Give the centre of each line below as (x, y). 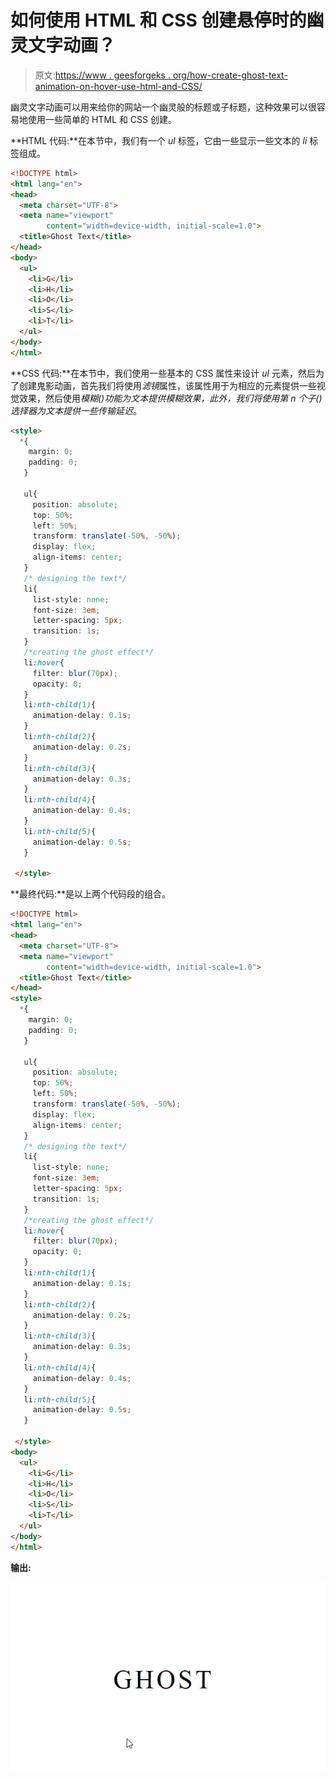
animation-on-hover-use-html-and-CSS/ (118, 86)
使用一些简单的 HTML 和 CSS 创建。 (102, 119)
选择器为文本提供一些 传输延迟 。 (76, 410)
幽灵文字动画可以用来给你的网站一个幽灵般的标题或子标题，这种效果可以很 (163, 107)
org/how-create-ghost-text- (230, 75)
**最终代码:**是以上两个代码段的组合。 (91, 894)
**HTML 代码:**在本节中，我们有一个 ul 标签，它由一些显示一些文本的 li (159, 140)
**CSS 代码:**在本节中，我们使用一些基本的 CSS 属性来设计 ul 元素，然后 (163, 373)
